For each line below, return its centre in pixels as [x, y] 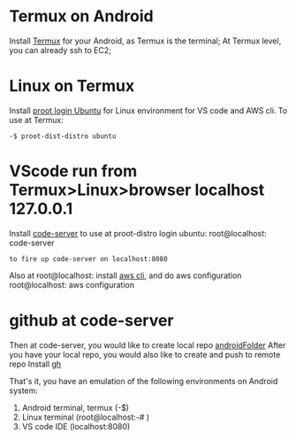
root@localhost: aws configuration [72, 284]
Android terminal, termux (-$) [76, 407]
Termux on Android [81, 16]
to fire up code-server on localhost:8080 [88, 259]
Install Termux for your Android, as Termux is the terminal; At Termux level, [145, 41]
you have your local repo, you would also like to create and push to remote [145, 354]
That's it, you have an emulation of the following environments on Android [144, 381]
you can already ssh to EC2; [61, 50]
